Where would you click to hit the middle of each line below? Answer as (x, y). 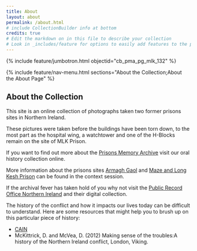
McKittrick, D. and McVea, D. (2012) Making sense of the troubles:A (96, 235)
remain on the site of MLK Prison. (46, 141)
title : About (22, 11)
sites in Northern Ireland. (36, 117)
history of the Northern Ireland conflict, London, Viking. (81, 242)
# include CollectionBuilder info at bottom (61, 28)
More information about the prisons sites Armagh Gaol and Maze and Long (96, 170)
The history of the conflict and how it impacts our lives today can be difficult (98, 205)
